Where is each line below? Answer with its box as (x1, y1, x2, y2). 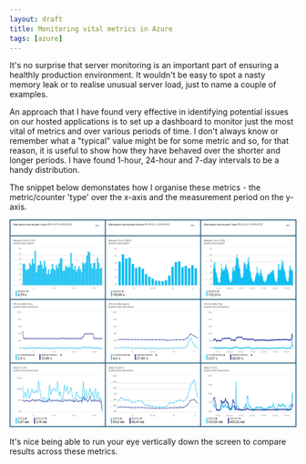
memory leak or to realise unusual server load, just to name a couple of (9, 79, 277, 90)
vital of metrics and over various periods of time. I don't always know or (9, 126, 280, 136)
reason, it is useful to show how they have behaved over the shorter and (9, 146, 280, 156)
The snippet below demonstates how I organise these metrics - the (9, 182, 261, 193)
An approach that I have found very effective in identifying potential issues (9, 106, 289, 117)
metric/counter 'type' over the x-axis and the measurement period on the (9, 192, 284, 203)
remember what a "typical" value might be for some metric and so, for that (9, 136, 290, 146)
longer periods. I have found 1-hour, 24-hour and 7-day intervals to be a (9, 155, 280, 166)
